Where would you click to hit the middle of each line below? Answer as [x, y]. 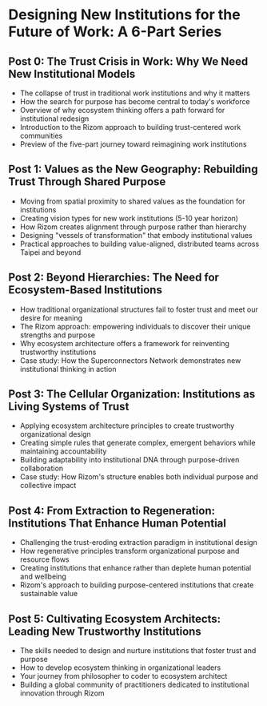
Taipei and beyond [50, 252]
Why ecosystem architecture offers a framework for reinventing [125, 343]
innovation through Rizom [62, 693]
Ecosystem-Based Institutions [85, 290]
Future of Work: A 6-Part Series [115, 32]
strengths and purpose [58, 335]
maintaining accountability [63, 451]
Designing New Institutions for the [125, 15]
